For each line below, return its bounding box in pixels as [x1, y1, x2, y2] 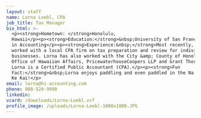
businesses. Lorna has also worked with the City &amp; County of [11, 53, 181, 59]
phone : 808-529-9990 [6, 86, 58, 92]
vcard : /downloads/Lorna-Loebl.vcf [6, 97, 95, 103]
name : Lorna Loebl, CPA [6, 14, 66, 20]
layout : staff [6, 8, 42, 15]
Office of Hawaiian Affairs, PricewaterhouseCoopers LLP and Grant [11, 58, 184, 64]
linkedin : [6, 92, 31, 98]
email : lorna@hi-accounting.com [6, 81, 87, 87]
